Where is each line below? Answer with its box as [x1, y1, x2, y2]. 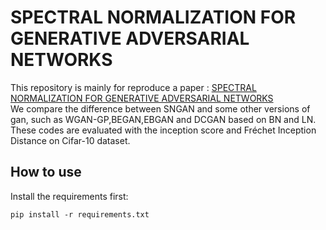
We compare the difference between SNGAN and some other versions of [10, 102, 311, 115]
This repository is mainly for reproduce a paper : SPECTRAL [10, 81, 257, 93]
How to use [10, 164, 82, 181]
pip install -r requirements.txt [10, 209, 150, 220]
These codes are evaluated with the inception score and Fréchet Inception [10, 124, 317, 136]
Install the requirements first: [10, 190, 129, 202]
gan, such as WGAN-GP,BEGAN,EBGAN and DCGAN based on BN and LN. [10, 113, 317, 125]
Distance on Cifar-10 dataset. [10, 134, 131, 146]
